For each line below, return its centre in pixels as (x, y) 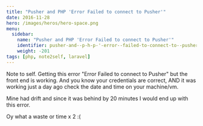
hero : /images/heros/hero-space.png (52, 23)
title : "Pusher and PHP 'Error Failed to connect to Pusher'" (86, 12)
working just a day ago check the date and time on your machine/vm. (92, 87)
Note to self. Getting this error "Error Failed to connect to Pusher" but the (97, 74)
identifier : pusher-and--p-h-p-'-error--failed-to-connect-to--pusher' (109, 46)
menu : (13, 29)
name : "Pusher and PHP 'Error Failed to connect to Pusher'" (95, 40)
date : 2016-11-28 (28, 17)
